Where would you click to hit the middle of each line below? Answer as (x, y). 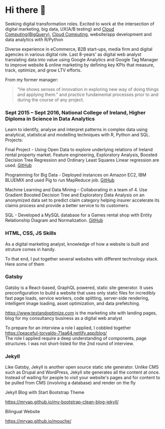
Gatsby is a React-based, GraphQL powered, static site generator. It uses (79, 287)
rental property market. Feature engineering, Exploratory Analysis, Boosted (81, 155)
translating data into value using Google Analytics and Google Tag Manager (82, 59)
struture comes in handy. (30, 249)
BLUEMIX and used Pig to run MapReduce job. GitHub (60, 180)
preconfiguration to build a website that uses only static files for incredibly (81, 293)
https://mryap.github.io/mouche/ (38, 421)
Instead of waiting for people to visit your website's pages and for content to (83, 378)
